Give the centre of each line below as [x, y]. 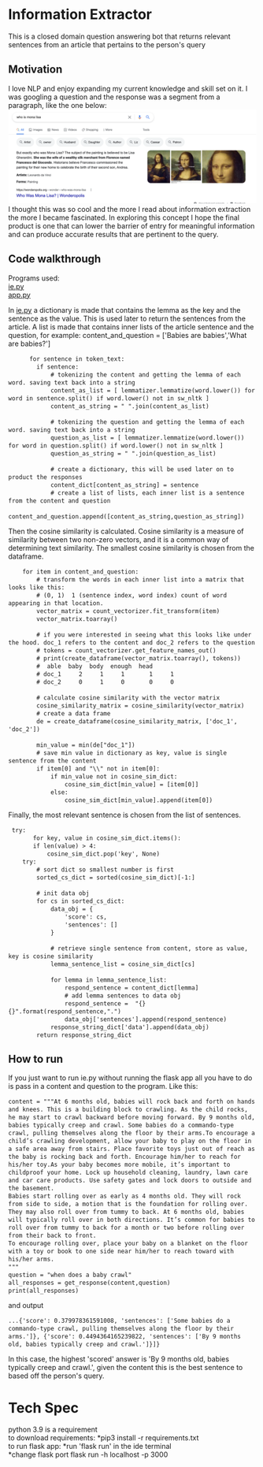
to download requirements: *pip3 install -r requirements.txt [104, 1438]
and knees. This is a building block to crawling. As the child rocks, [128, 1110]
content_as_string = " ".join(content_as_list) [130, 406]
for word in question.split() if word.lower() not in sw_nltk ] [116, 446]
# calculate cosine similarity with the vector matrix [128, 698]
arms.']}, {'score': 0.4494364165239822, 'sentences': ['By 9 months [125, 1337]
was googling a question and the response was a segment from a [114, 97]
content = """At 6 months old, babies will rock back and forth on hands [132, 1102]
